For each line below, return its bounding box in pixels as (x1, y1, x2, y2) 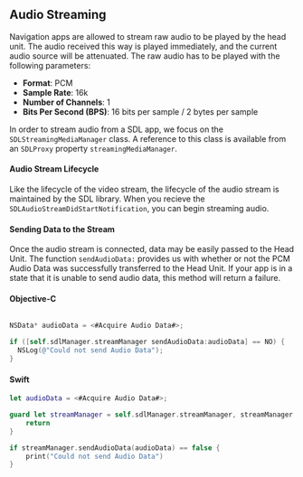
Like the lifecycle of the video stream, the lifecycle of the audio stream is (9, 184, 279, 195)
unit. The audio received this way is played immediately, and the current (9, 41, 278, 51)
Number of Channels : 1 (22, 97, 110, 108)
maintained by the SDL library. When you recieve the (9, 193, 205, 204)
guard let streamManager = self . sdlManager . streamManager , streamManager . (9, 410, 298, 419)
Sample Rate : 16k (22, 87, 89, 98)
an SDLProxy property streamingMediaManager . (9, 143, 178, 154)
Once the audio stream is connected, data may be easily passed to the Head (9, 244, 295, 255)
